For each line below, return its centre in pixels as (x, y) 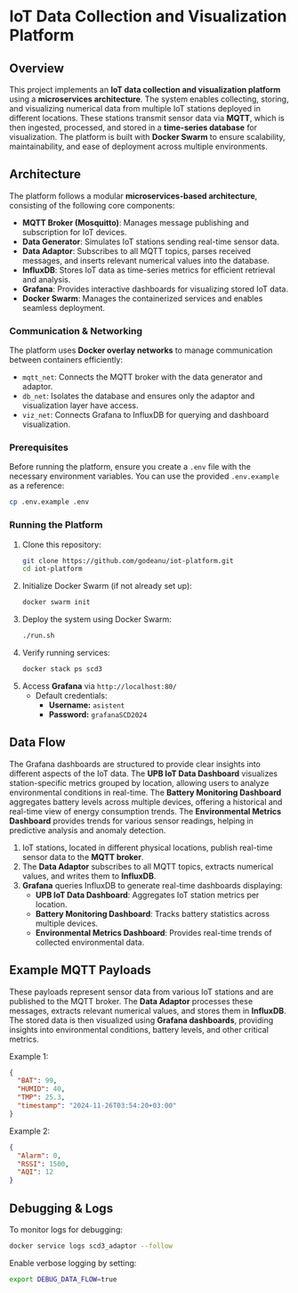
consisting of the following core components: (92, 205)
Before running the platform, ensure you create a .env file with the (130, 467)
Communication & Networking (76, 331)
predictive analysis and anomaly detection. (88, 830)
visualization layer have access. (81, 405)
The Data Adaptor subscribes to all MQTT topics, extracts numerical (148, 866)
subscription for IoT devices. (74, 232)
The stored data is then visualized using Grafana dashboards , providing (141, 1020)
